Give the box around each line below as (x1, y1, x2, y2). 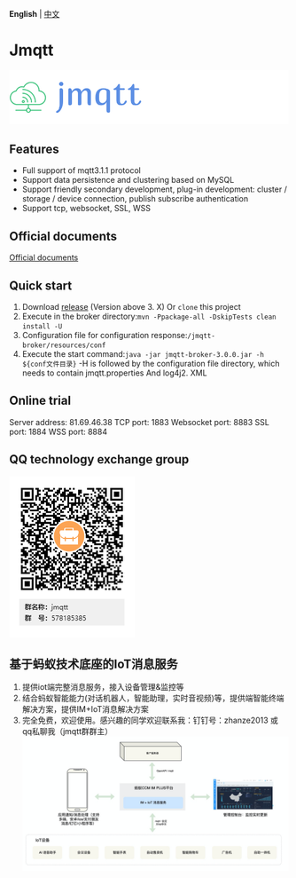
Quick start (9, 278, 73, 293)
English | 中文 (9, 9, 60, 19)
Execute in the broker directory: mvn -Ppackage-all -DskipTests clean (21, 311, 277, 322)
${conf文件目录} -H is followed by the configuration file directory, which (21, 359, 280, 369)
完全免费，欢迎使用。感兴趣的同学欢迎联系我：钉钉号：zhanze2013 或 (21, 715, 279, 726)
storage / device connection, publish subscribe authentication (21, 194, 249, 204)
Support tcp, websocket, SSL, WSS (21, 203, 152, 214)
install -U (21, 322, 63, 331)
